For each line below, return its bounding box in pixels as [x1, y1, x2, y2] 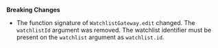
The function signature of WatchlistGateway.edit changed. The [16, 19, 195, 26]
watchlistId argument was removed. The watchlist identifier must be [16, 26, 212, 34]
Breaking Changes [6, 6, 60, 14]
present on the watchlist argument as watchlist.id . [16, 33, 165, 41]
